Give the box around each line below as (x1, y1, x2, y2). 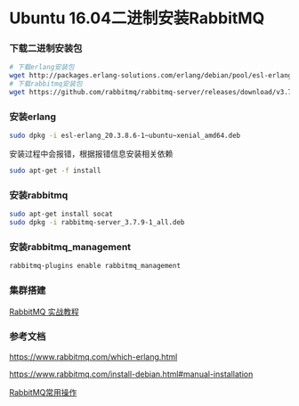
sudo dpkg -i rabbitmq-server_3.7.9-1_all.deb (9, 218, 185, 227)
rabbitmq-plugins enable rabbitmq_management (9, 262, 181, 271)
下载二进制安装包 (9, 42, 83, 54)
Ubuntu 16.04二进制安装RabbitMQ (9, 8, 265, 28)
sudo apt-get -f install (9, 166, 101, 175)
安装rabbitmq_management (9, 241, 132, 253)
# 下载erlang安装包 (9, 63, 75, 72)
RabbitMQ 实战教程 (9, 306, 80, 317)
